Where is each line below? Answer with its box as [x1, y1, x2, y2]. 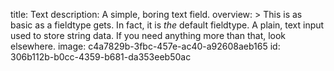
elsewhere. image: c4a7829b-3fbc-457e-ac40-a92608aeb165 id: [10, 40, 281, 52]
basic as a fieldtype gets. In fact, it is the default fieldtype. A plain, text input [10, 19, 325, 31]
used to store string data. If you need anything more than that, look [10, 30, 287, 41]
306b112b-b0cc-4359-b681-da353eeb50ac [10, 51, 192, 63]
